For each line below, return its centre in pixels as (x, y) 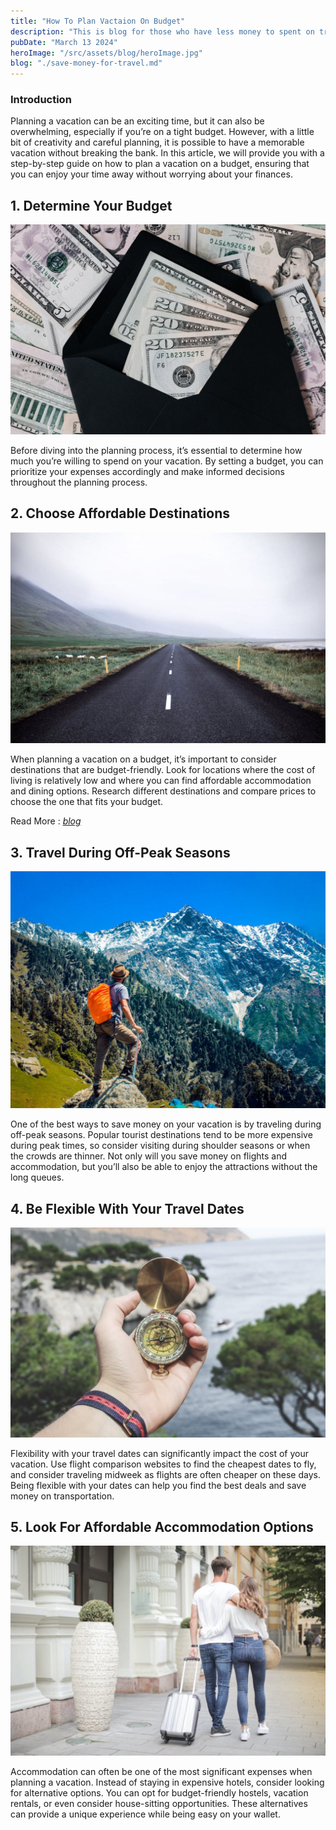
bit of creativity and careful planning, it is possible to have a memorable (157, 142)
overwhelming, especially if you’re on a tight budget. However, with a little (162, 132)
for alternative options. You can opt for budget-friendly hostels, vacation (159, 1793)
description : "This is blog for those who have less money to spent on (162, 31)
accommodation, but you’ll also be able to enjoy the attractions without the (164, 1167)
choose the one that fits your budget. (87, 802)
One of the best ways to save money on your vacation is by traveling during (166, 1124)
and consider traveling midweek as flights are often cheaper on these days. (165, 1474)
